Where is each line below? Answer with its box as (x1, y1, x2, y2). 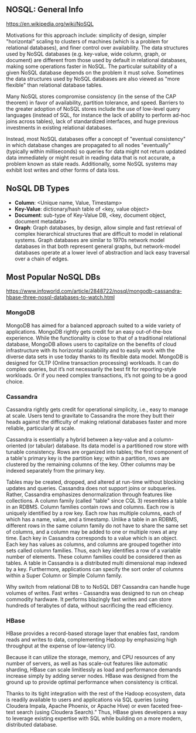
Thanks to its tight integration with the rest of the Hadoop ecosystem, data (6, 690, 185, 697)
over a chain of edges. (14, 255, 69, 262)
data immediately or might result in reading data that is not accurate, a (6, 154, 176, 161)
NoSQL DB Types (6, 184, 70, 194)
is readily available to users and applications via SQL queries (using (6, 696, 169, 703)
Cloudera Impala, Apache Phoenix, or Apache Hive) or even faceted (6, 703, 170, 710)
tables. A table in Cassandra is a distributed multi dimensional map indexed (6, 559, 187, 566)
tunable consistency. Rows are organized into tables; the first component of (6, 449, 188, 456)
